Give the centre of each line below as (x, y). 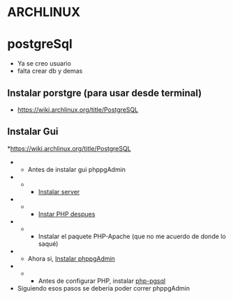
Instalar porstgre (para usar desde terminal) (105, 93)
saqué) (48, 243)
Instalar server (59, 191)
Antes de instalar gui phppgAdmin (77, 169)
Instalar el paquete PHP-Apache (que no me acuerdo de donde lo (132, 236)
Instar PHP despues (67, 214)
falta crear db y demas (50, 71)
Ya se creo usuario (44, 64)
